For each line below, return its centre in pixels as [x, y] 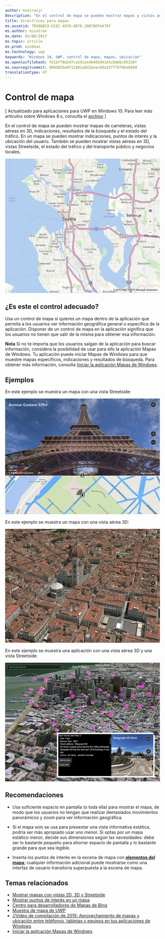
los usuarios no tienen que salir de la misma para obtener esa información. [81, 334]
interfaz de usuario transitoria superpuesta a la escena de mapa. [78, 868]
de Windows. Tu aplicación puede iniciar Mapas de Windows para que [76, 354]
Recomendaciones [34, 795]
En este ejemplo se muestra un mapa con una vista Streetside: [68, 392]
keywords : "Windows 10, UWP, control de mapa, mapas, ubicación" [73, 57]
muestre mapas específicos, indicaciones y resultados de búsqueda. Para [80, 359]
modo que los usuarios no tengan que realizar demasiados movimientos [85, 812]
